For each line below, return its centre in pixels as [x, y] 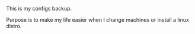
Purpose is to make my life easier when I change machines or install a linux [98, 20]
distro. [14, 26]
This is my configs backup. [39, 8]
